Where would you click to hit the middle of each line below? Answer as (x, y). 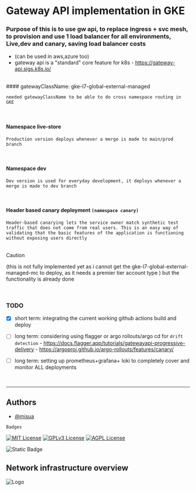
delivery (24, 349)
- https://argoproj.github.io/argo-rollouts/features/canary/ (104, 349)
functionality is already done (40, 279)
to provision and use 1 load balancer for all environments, (89, 36)
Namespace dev (26, 169)
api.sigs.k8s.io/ (33, 69)
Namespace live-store (34, 127)
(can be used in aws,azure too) (52, 56)
